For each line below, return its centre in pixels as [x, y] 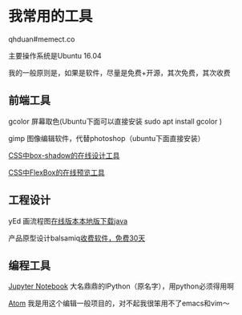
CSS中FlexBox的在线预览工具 [57, 172]
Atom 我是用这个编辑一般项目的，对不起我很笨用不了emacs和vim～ [119, 303]
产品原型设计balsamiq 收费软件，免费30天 [77, 238]
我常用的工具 [51, 16]
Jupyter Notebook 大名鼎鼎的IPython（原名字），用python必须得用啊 [121, 286]
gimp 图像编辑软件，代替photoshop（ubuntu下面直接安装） [107, 138]
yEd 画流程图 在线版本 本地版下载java [68, 220]
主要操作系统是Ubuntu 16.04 [55, 55]
